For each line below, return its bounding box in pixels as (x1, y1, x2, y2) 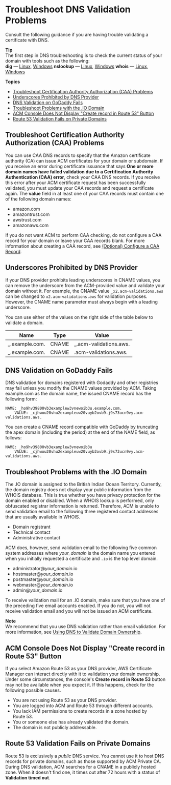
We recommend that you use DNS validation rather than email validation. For (5, 623, 166, 630)
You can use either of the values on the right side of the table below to (5, 314, 153, 320)
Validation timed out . (5, 774, 51, 780)
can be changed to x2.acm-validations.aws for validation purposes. (5, 293, 148, 299)
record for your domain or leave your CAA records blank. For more (5, 237, 145, 244)
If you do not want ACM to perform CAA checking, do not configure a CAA (5, 232, 162, 238)
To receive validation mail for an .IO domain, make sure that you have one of (5, 597, 165, 603)
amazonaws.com (12, 222, 49, 228)
